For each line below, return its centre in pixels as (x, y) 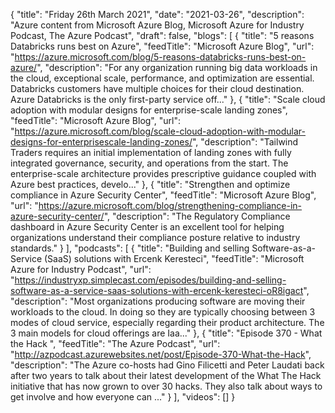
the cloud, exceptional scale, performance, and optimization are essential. (162, 78)
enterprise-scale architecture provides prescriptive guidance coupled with (163, 173)
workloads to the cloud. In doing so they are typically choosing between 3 (163, 312)
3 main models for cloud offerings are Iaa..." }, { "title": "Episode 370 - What (166, 333)
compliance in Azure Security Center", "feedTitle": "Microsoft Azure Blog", (163, 195)
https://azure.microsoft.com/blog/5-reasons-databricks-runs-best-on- (160, 57)
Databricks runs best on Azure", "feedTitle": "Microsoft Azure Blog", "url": (162, 46)
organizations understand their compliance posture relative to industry (155, 237)
